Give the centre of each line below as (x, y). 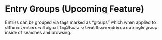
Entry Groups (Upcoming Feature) (74, 9)
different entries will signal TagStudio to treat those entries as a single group (81, 27)
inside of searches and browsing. (38, 32)
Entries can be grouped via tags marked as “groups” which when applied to (81, 22)
